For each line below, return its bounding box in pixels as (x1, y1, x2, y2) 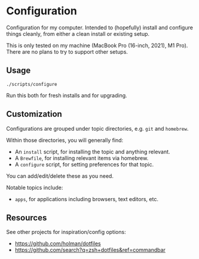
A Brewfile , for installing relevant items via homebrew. (14, 154, 149, 162)
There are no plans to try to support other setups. (6, 48, 128, 55)
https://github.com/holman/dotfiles (14, 240, 101, 247)
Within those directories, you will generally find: (6, 136, 124, 144)
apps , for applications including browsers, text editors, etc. (14, 195, 158, 202)
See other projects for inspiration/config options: (6, 229, 127, 236)
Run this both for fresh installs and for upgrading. (6, 91, 127, 99)
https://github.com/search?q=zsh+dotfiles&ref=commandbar (14, 246, 166, 254)
